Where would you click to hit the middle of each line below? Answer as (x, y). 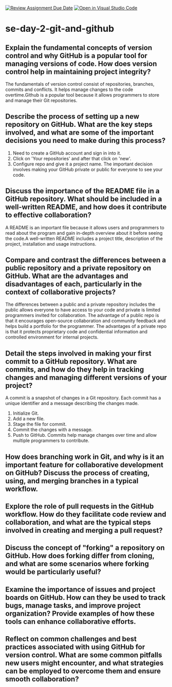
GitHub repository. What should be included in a (84, 199)
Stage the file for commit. (40, 424)
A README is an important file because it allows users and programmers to (85, 227)
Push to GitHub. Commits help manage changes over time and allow (85, 435)
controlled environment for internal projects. (52, 337)
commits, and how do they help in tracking (75, 369)
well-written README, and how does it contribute (86, 207)
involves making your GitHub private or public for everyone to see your (88, 169)
